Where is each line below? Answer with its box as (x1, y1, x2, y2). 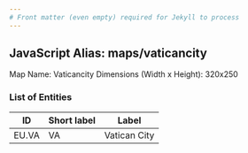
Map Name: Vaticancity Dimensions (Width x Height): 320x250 (9, 69, 239, 80)
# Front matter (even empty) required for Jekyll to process (9, 12, 240, 22)
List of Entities (9, 91, 73, 103)
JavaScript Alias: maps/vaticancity (9, 46, 208, 61)
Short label (48, 114, 96, 126)
